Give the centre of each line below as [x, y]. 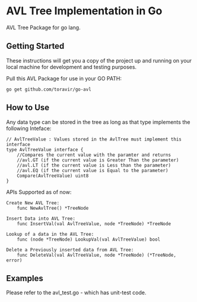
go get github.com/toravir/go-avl [49, 89]
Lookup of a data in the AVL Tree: [50, 234]
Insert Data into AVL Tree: [41, 219]
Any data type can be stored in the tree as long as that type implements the [98, 122]
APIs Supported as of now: [39, 192]
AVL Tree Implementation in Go [84, 11]
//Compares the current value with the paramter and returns [94, 155]
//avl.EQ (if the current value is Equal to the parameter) [93, 170]
